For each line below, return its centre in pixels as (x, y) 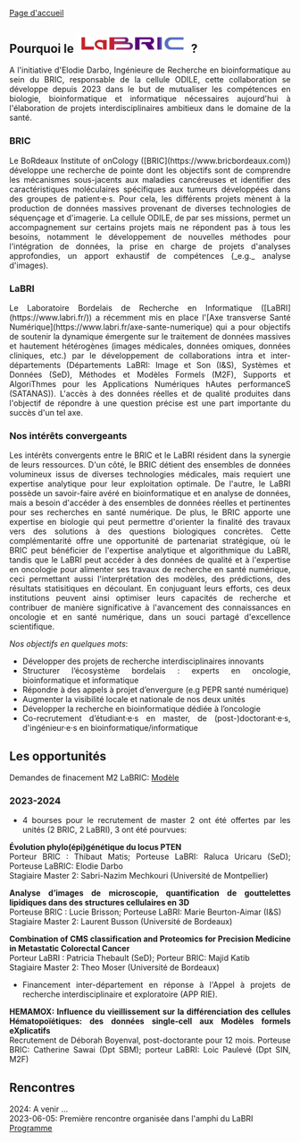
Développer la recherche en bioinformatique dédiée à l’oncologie (142, 709)
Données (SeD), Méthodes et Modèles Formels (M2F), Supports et (150, 374)
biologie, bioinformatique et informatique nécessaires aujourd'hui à (150, 99)
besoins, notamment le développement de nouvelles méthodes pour (150, 236)
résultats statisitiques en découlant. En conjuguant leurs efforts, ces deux (150, 588)
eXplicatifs (30, 1031)
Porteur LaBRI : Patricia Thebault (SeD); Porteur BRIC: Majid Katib (129, 958)
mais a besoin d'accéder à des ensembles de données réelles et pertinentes (150, 503)
